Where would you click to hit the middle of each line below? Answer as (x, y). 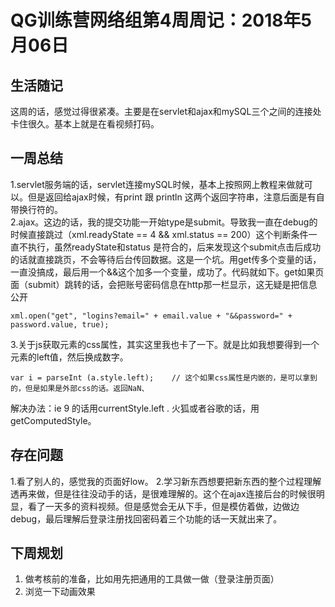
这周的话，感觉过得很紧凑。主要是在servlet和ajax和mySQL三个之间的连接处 (166, 111)
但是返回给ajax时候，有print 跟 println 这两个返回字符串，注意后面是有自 (176, 197)
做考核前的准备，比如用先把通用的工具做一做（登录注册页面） (152, 579)
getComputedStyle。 (53, 420)
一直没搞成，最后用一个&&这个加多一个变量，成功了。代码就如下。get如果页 (167, 272)
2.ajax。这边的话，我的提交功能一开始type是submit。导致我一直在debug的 (164, 222)
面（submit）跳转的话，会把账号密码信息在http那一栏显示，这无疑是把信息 (164, 284)
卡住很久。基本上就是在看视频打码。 (85, 124)
